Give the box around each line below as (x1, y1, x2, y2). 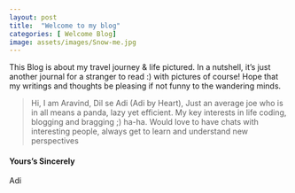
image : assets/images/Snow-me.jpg (9, 37, 137, 47)
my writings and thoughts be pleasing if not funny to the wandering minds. (9, 81, 282, 91)
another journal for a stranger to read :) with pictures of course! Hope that (9, 72, 279, 82)
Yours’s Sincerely (9, 156, 75, 166)
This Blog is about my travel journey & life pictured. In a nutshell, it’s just (9, 62, 271, 73)
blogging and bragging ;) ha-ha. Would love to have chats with (30, 117, 260, 127)
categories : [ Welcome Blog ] (9, 29, 117, 38)
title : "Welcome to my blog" (9, 21, 121, 30)
